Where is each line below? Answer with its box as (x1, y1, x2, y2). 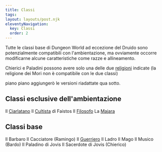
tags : (5, 12, 17, 17)
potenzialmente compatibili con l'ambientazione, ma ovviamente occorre (5, 50, 157, 56)
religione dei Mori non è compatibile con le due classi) (5, 70, 118, 76)
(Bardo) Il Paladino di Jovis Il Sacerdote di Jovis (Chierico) (5, 141, 127, 147)
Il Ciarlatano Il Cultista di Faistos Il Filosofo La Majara (5, 108, 115, 114)
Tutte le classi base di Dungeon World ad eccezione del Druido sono (5, 45, 148, 50)
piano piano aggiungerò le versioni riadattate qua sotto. (5, 80, 120, 86)
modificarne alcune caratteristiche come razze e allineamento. (5, 55, 136, 61)
